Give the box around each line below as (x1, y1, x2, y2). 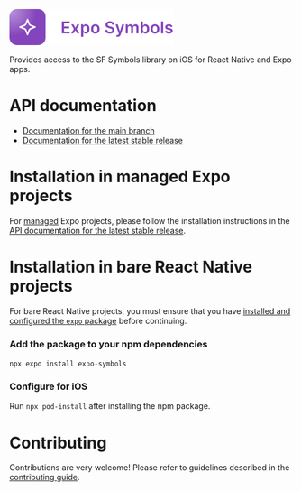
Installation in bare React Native (9, 257, 253, 277)
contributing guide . (9, 472, 80, 483)
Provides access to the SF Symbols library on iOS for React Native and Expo (9, 54, 292, 65)
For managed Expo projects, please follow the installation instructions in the (9, 215, 290, 226)
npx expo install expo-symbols (9, 359, 127, 369)
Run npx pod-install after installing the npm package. (9, 401, 211, 412)
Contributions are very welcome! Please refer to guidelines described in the (9, 462, 290, 473)
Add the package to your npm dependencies (9, 338, 208, 350)
